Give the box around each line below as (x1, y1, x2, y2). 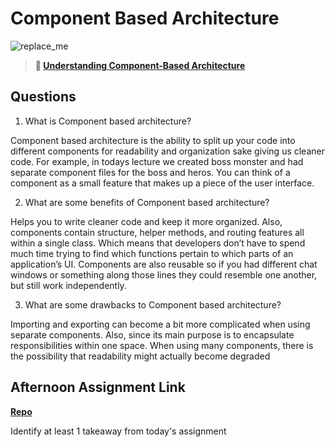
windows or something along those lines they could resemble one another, (10, 268, 318, 281)
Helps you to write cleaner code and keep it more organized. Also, (10, 215, 283, 227)
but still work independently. (10, 279, 127, 291)
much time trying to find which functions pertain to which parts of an (10, 247, 294, 259)
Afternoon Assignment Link (10, 379, 186, 396)
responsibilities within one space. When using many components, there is (10, 339, 314, 351)
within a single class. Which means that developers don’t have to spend (10, 237, 306, 249)
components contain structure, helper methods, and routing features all (10, 226, 305, 238)
